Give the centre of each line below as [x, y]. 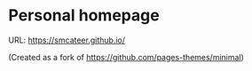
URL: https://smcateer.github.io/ [67, 40]
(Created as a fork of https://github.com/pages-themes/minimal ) [126, 57]
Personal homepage [84, 16]
